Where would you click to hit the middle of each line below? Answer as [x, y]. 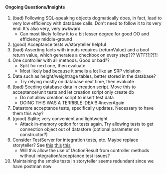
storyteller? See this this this [41, 145]
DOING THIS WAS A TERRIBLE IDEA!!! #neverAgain [72, 103]
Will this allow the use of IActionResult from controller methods [84, 151]
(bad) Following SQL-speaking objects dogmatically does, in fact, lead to [87, 18]
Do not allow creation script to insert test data [67, 98]
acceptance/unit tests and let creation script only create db [73, 92]
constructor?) [34, 135]
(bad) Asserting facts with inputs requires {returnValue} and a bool [81, 50]
